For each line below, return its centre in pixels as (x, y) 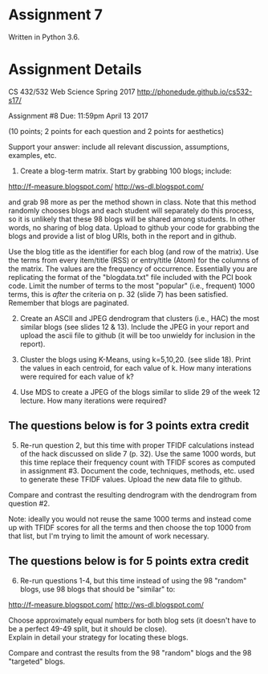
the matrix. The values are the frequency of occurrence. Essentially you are (133, 268)
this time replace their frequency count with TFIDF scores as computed (138, 462)
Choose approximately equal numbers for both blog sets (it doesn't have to (132, 620)
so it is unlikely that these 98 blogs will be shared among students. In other (132, 219)
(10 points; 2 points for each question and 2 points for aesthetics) (116, 131)
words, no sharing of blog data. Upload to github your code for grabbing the (134, 227)
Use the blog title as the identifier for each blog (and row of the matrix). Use (134, 251)
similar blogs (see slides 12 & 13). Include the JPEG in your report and (134, 327)
